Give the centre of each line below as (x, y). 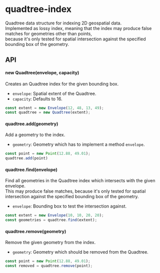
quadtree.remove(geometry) (36, 231)
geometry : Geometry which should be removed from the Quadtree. (80, 252)
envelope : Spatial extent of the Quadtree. (54, 93)
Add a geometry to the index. (35, 135)
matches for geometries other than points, (49, 33)
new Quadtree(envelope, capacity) (42, 72)
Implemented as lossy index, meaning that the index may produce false (78, 28)
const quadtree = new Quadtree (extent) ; (48, 113)
